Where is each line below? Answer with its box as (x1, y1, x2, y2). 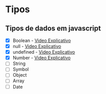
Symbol (12, 66, 29, 73)
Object (12, 72, 27, 78)
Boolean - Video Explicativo (12, 37, 71, 43)
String (12, 60, 25, 67)
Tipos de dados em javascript (5, 24, 101, 33)
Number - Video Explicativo (12, 55, 71, 61)
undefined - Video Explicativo (12, 49, 75, 55)
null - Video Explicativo (12, 43, 61, 50)
